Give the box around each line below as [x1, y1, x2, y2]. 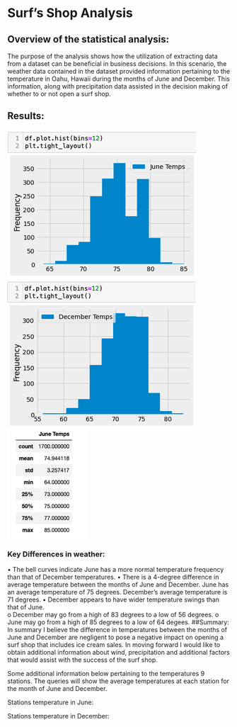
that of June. [7, 603, 45, 612]
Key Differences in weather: [7, 549, 105, 559]
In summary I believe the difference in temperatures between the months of [7, 626, 228, 634]
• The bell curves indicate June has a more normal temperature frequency [7, 565, 224, 574]
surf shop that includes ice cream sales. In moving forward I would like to [7, 641, 221, 649]
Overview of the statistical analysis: [7, 33, 170, 45]
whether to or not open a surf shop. [7, 90, 111, 98]
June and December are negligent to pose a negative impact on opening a [7, 633, 224, 642]
